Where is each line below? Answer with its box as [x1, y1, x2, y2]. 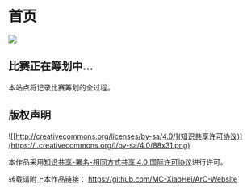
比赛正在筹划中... [8, 60, 94, 73]
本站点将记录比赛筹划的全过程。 [8, 82, 115, 92]
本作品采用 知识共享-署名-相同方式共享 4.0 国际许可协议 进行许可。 [8, 157, 228, 166]
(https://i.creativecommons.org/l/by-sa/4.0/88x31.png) [8, 140, 190, 150]
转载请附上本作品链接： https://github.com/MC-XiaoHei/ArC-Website [8, 174, 238, 184]
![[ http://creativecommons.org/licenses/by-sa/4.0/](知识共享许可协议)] [8, 131, 243, 141]
